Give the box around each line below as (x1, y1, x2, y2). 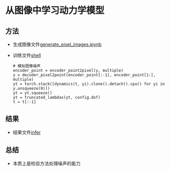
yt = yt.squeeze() (12, 90, 52, 96)
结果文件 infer (12, 129, 41, 135)
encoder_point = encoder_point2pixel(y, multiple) (12, 68, 124, 73)
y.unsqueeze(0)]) (12, 86, 50, 91)
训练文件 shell (12, 52, 41, 58)
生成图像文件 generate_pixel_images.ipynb (12, 42, 102, 47)
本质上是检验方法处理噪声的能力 (12, 160, 81, 166)
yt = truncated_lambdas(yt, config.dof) (12, 95, 101, 100)
